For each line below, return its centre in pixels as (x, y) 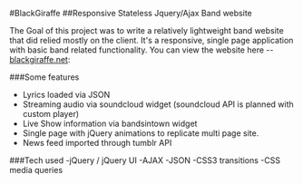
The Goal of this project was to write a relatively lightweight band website (147, 30)
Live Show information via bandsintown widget (110, 123)
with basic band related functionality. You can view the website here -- (142, 50)
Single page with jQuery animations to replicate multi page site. (141, 133)
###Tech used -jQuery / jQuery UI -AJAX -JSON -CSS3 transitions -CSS (145, 160)
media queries (36, 170)
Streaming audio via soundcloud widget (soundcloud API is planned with (158, 104)
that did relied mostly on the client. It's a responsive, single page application (151, 40)
